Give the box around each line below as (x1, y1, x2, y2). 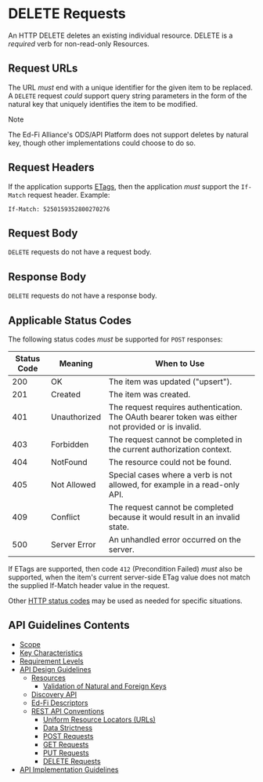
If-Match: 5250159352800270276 (8, 205, 110, 213)
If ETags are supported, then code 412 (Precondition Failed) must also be (8, 565, 243, 573)
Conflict (50, 512, 81, 522)
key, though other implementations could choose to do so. (8, 138, 196, 148)
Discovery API (31, 689, 77, 699)
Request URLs (8, 62, 78, 75)
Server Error (50, 539, 96, 550)
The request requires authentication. (108, 402, 243, 412)
